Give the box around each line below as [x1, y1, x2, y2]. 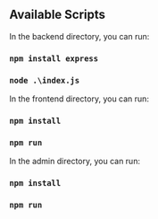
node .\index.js [9, 75, 80, 85]
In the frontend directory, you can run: [9, 93, 150, 104]
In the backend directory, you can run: [9, 31, 150, 41]
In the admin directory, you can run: [9, 156, 141, 167]
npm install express [9, 53, 99, 64]
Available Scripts [9, 7, 105, 22]
